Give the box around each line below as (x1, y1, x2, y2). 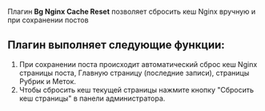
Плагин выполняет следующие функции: (7, 38, 225, 52)
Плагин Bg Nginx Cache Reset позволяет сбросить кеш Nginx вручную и (7, 7, 256, 16)
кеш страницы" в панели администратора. (18, 93, 166, 103)
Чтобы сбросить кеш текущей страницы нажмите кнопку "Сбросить (18, 85, 254, 94)
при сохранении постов (7, 15, 89, 25)
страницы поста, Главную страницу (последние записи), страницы (18, 68, 250, 77)
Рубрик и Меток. (18, 76, 77, 86)
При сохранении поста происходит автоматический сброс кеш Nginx (18, 59, 258, 69)
